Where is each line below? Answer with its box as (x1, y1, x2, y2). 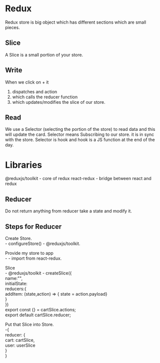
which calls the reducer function (12, 94, 78, 100)
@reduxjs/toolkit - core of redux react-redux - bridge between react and (5, 176, 152, 181)
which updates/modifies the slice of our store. (12, 99, 106, 105)
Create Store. (5, 235, 32, 241)
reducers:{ (5, 286, 27, 292)
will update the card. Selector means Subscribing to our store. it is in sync (5, 131, 155, 138)
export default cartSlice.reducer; (5, 312, 71, 318)
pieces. (5, 24, 20, 30)
